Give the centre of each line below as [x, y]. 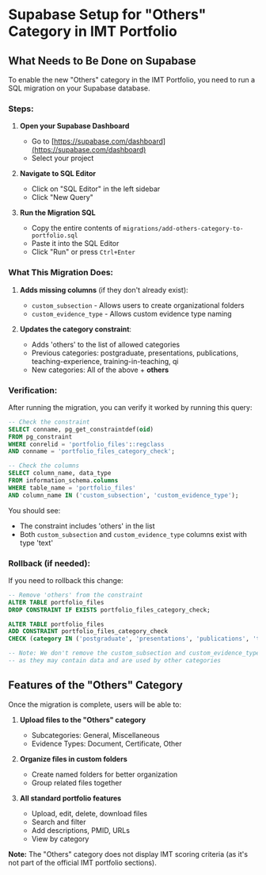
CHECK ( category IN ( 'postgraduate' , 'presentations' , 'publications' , [129, 639]
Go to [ [43, 141]
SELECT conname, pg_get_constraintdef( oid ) [81, 429]
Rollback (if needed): [49, 563]
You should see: [34, 510]
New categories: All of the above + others [100, 370]
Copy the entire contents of [76, 228]
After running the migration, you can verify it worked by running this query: [130, 407]
